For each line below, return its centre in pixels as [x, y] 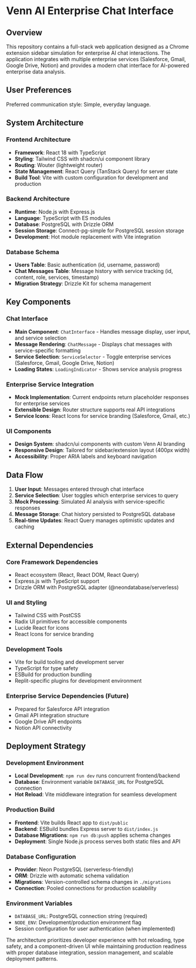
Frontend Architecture [38, 139]
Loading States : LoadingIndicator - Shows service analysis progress [98, 369]
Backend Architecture [38, 199]
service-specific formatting [48, 350]
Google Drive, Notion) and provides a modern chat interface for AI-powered [98, 65]
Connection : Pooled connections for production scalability [85, 888]
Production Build [30, 810]
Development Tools [34, 650]
